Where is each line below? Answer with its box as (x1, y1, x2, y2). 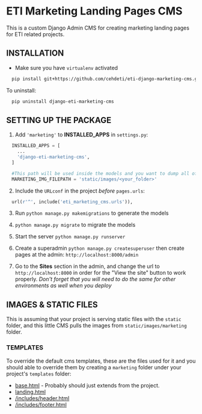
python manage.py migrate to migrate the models (14, 221, 136, 229)
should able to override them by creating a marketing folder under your (6, 363, 182, 371)
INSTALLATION (6, 48, 64, 59)
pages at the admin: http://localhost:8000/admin (14, 251, 139, 258)
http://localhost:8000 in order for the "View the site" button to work (14, 269, 186, 276)
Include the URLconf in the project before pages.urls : (14, 187, 145, 194)
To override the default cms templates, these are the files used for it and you (6, 357, 196, 365)
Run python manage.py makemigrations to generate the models (14, 209, 169, 217)
